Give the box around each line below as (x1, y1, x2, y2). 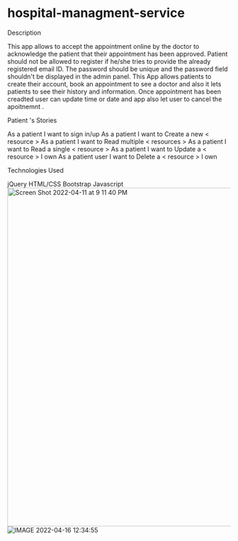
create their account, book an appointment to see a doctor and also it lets (7, 79, 222, 88)
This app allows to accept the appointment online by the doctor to (7, 42, 200, 50)
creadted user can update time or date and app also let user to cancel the (7, 94, 222, 103)
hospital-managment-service (7, 5, 186, 21)
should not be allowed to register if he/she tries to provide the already (7, 57, 211, 65)
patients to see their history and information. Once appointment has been (7, 87, 222, 96)
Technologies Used (7, 166, 64, 174)
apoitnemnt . (7, 102, 45, 110)
